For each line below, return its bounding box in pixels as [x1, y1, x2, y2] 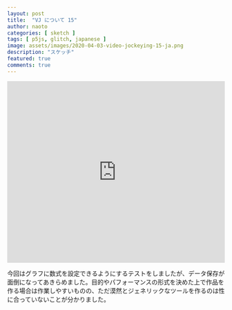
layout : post [7, 10, 45, 17]
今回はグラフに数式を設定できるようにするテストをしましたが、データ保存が [7, 269, 225, 277]
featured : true [7, 55, 51, 62]
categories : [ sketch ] [7, 29, 76, 37]
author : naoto [7, 23, 48, 30]
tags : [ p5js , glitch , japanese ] [7, 36, 107, 43]
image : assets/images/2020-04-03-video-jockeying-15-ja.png [7, 42, 184, 49]
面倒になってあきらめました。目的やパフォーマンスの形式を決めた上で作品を [7, 277, 224, 286]
